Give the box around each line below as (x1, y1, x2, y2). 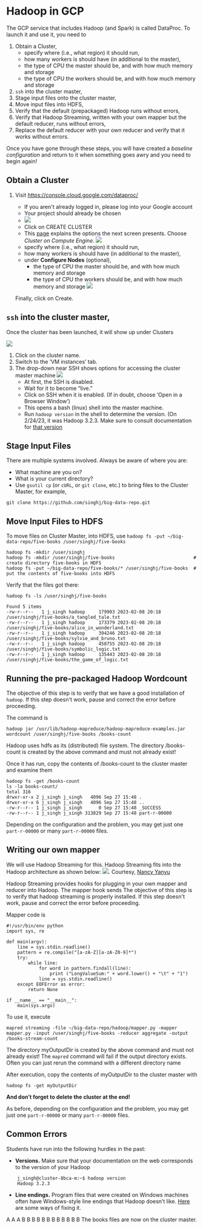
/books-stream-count (6, 1035, 59, 1042)
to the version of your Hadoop (15, 1163, 91, 1170)
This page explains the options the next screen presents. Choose (24, 230, 187, 237)
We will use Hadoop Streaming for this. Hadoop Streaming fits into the (6, 861, 181, 868)
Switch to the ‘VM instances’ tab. (15, 358, 98, 365)
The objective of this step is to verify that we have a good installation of (6, 689, 185, 697)
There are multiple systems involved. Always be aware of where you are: (6, 457, 188, 464)
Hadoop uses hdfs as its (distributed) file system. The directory (6, 742, 164, 749)
